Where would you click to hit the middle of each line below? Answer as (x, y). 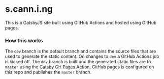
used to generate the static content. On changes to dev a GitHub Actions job (82, 56)
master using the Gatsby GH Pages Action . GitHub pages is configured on (80, 67)
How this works (24, 40)
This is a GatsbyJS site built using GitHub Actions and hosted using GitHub (81, 23)
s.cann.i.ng (29, 9)
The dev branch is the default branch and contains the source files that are (81, 51)
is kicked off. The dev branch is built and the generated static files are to (78, 62)
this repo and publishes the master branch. (48, 72)
